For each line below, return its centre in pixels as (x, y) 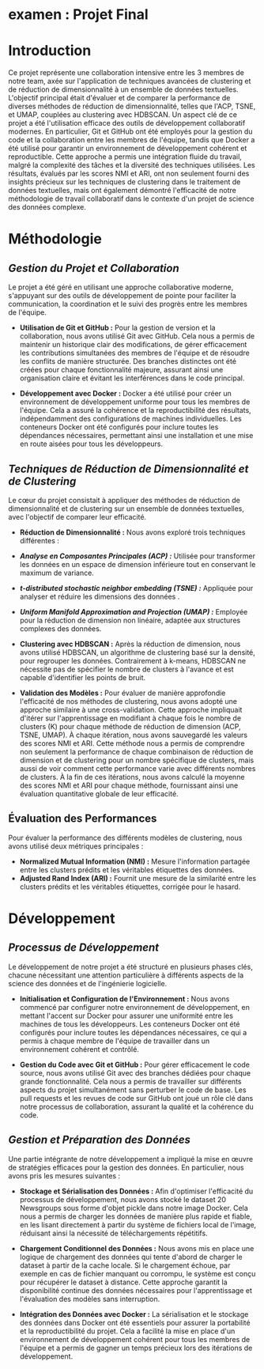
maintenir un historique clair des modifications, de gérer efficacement (133, 345)
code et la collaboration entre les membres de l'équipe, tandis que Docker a (132, 140)
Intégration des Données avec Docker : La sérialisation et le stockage (134, 1314)
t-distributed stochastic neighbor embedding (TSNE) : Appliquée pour (136, 588)
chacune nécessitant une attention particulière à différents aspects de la (126, 975)
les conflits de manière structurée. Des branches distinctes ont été (128, 361)
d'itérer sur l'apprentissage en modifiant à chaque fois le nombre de (130, 718)
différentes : (39, 540)
